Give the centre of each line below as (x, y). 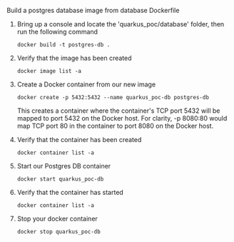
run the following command (57, 32)
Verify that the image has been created (75, 58)
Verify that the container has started (70, 192)
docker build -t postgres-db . (63, 45)
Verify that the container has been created (79, 140)
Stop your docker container (57, 218)
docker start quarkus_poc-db (60, 179)
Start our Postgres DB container (64, 166)
